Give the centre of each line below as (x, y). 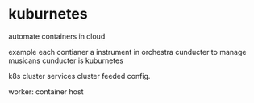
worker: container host (46, 91)
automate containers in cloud (57, 36)
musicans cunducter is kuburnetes (66, 60)
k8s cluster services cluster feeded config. (79, 76)
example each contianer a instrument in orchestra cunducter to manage (127, 51)
